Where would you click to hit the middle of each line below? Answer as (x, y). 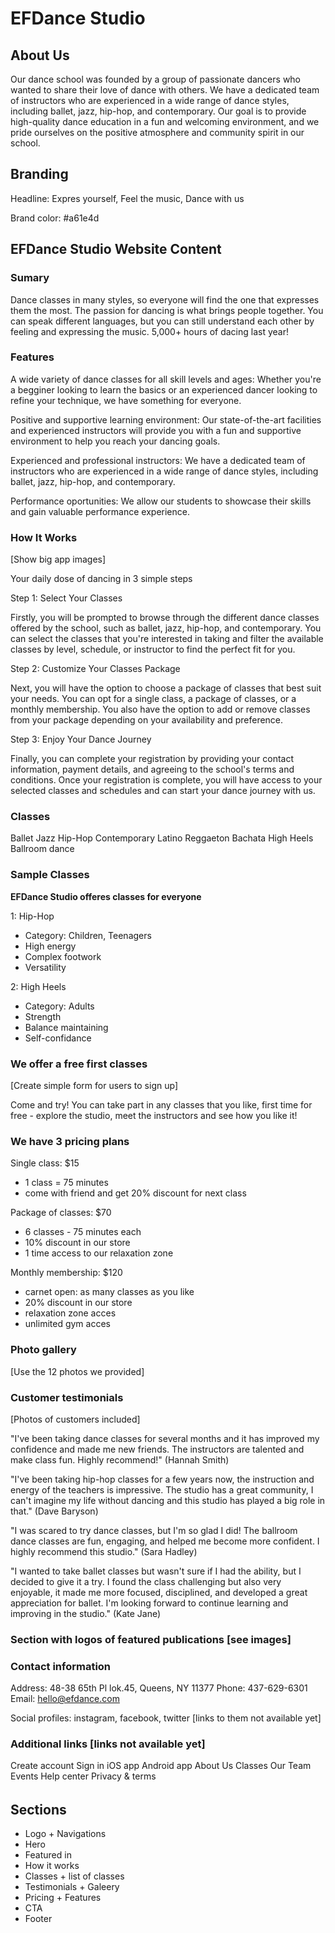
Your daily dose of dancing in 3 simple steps (101, 579)
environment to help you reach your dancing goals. (115, 441)
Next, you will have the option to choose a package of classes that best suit (166, 688)
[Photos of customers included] (75, 1419)
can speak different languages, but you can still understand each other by (162, 321)
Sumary (30, 278)
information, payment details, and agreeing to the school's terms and (152, 769)
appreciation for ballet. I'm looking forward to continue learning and (149, 1603)
